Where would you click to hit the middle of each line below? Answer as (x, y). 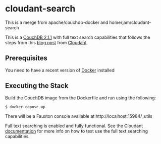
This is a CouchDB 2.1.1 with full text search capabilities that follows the (78, 37)
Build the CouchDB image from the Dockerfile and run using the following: (80, 98)
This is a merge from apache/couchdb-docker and (57, 22)
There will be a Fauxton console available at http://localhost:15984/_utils (79, 116)
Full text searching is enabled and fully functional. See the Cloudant (74, 126)
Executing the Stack (37, 86)
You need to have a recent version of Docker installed (60, 70)
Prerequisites (26, 58)
